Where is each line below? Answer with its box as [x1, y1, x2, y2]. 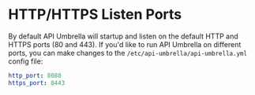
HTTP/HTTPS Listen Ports [8, 5, 182, 24]
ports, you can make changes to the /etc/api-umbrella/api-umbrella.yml [8, 48, 247, 57]
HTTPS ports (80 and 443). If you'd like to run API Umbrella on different [8, 39, 242, 49]
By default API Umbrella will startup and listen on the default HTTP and [8, 31, 238, 41]
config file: [8, 57, 43, 66]
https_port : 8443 [8, 79, 66, 87]
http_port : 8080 [8, 71, 62, 79]
